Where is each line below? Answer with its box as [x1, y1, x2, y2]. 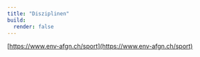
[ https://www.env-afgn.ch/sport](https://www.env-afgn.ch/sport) [7, 42, 193, 51]
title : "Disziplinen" [7, 10, 70, 17]
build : [7, 17, 26, 24]
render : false [13, 23, 54, 30]
